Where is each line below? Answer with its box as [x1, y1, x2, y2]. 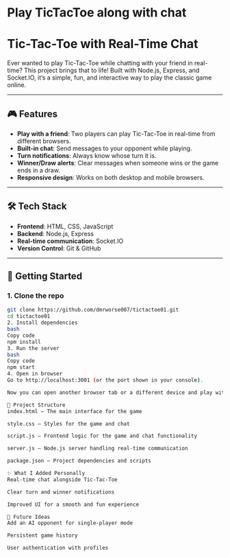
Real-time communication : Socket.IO [16, 237, 124, 245]
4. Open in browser [7, 371, 63, 377]
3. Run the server [7, 345, 60, 351]
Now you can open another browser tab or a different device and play [7, 389, 213, 396]
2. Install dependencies [7, 319, 78, 327]
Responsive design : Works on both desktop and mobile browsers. [16, 173, 205, 181]
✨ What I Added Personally [7, 470, 86, 477]
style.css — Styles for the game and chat [7, 420, 130, 427]
